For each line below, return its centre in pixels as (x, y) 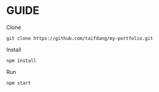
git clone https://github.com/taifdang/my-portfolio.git (80, 38)
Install (14, 50)
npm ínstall (21, 61)
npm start (19, 83)
